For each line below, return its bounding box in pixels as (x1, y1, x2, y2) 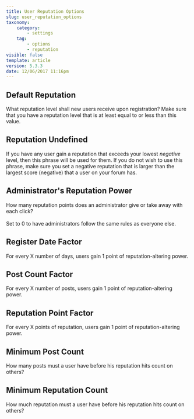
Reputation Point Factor (6, 308, 94, 318)
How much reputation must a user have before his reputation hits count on (6, 401, 185, 408)
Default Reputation (6, 90, 76, 100)
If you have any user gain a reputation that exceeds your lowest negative (6, 150, 181, 157)
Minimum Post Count (6, 347, 84, 356)
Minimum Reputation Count (6, 385, 108, 395)
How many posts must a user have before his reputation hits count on (6, 362, 173, 369)
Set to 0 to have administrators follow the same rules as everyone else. (6, 220, 177, 227)
